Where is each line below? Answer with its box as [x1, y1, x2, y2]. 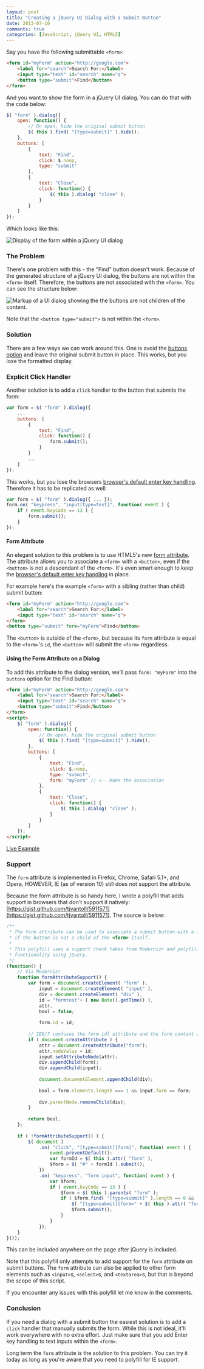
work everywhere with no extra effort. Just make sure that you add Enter [6, 1331, 188, 1338]
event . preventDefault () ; [49, 1150, 113, 1156]
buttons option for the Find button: [6, 674, 92, 682]
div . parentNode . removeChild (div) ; [38, 1099, 126, 1105]
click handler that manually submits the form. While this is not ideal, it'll [6, 1325, 186, 1332]
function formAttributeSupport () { [17, 974, 107, 981]
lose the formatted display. [6, 357, 73, 364]
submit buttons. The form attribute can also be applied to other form [6, 1264, 176, 1272]
